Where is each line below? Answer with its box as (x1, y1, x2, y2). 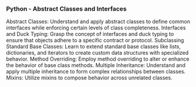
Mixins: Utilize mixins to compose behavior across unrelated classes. (6, 74, 173, 81)
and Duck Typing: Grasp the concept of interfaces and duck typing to (6, 31, 174, 38)
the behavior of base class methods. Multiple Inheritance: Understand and (6, 62, 186, 69)
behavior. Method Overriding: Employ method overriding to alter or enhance (6, 55, 190, 63)
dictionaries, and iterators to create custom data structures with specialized (6, 49, 189, 56)
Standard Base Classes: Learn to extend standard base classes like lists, (6, 43, 181, 50)
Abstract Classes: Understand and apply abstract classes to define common (6, 18, 191, 25)
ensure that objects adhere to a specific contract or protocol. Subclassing (6, 37, 184, 44)
